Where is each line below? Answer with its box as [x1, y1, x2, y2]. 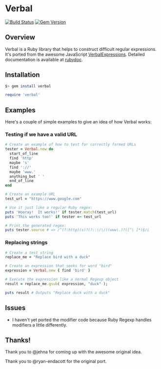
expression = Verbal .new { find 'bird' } [5, 268, 91, 273]
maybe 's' [9, 160, 29, 165]
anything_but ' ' [9, 174, 45, 179]
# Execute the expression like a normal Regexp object [5, 277, 119, 282]
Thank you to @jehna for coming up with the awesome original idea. [5, 349, 142, 355]
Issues [5, 304, 26, 312]
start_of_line [9, 151, 38, 156]
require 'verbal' [5, 92, 40, 98]
